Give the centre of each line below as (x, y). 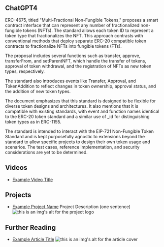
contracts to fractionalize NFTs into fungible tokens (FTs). (64, 46)
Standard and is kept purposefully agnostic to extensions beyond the (75, 136)
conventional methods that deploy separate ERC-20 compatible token (76, 41)
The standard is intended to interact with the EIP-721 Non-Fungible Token (80, 131)
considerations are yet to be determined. (46, 152)
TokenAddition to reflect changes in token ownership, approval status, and (81, 86)
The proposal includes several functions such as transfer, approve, (73, 56)
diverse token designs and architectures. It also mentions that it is (72, 106)
